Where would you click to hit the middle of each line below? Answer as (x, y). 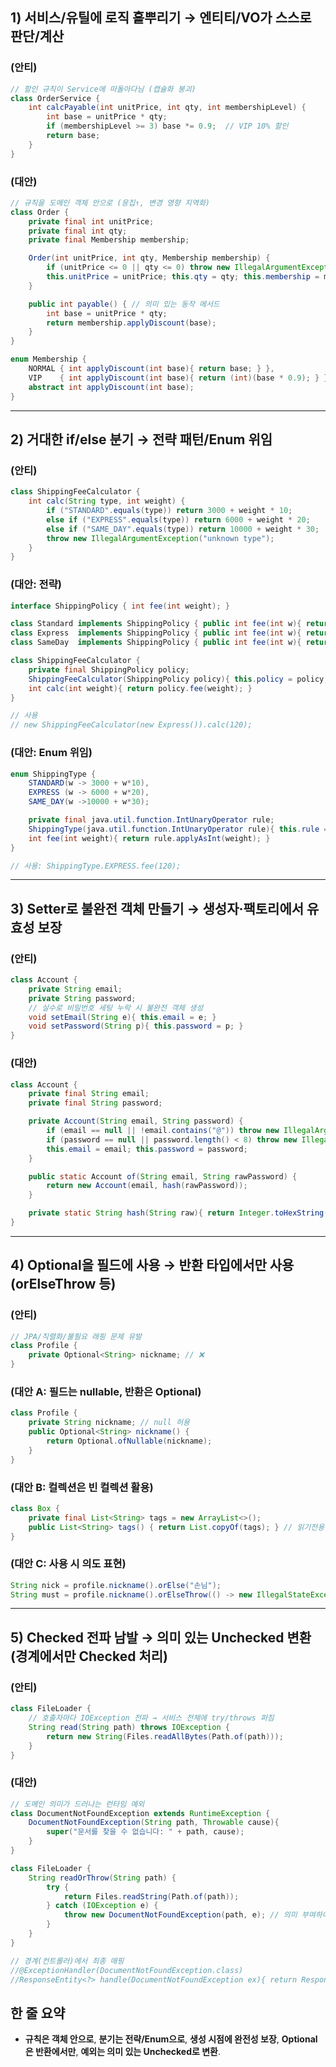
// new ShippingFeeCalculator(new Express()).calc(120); (131, 725)
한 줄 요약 (38, 2013)
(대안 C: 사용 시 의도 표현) (68, 1564)
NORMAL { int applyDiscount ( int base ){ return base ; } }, (151, 369)
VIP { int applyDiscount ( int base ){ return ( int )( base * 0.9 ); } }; (180, 378)
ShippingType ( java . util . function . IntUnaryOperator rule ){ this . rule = (178, 829)
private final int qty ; (78, 231)
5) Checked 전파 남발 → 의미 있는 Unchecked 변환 (161, 1637)
